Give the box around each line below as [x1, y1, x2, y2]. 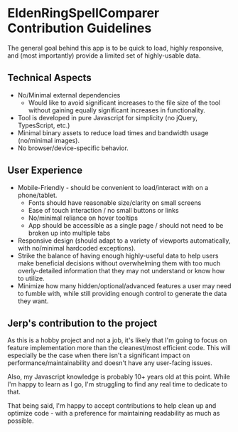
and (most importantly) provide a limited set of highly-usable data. [7, 51, 201, 60]
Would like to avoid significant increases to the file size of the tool [28, 98, 221, 107]
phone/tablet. [17, 191, 58, 199]
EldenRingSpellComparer [7, 5, 160, 21]
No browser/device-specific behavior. [17, 144, 129, 152]
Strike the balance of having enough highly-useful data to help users [17, 251, 219, 260]
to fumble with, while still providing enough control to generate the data [17, 289, 227, 297]
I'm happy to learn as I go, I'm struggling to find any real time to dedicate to [7, 380, 227, 389]
